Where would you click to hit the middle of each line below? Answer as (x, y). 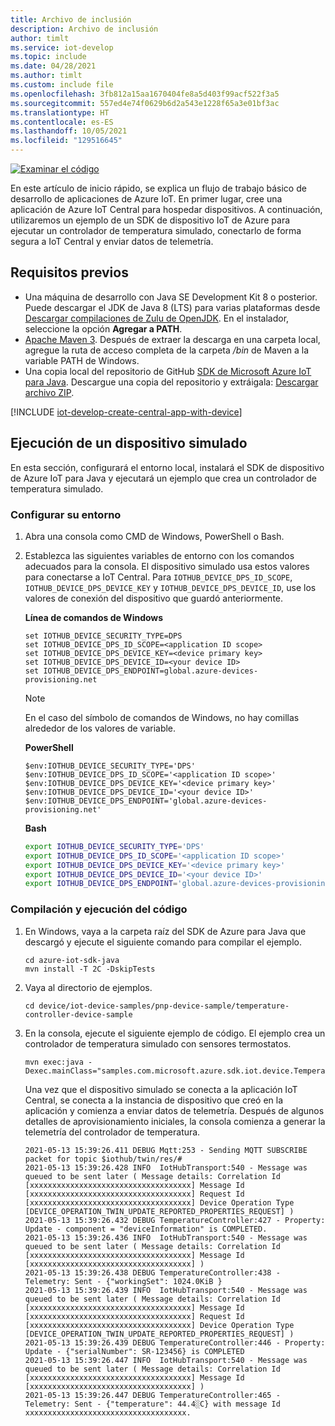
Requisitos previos (69, 272)
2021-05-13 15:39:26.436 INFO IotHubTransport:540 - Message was (166, 1237)
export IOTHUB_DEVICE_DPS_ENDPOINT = (101, 884)
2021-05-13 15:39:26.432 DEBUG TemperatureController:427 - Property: (175, 1220)
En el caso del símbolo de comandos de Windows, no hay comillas (162, 717)
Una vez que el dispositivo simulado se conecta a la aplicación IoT (161, 1089)
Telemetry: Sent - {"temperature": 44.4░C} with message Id (152, 1404)
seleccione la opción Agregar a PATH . (103, 328)
